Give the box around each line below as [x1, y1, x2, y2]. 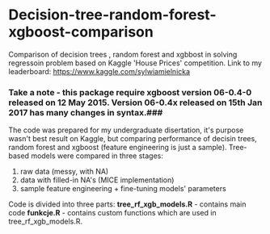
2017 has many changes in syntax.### [8, 107, 163, 118]
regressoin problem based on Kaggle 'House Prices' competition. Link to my [8, 58, 263, 68]
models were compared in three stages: [31, 151, 164, 161]
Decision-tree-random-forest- [8, 6, 217, 24]
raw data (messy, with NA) [19, 167, 109, 177]
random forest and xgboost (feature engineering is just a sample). [8, 143, 228, 153]
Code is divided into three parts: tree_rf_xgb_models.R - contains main [8, 199, 247, 209]
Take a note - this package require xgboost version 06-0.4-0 [8, 86, 252, 98]
